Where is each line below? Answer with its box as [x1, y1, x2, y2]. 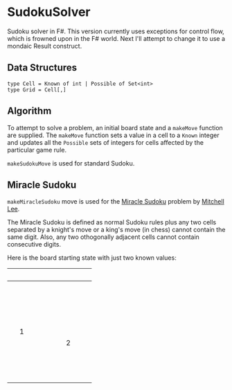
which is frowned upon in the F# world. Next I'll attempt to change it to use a [7, 34, 226, 42]
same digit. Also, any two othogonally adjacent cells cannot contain [7, 233, 199, 241]
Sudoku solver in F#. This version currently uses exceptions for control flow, [7, 27, 225, 35]
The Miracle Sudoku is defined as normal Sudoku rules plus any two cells [7, 218, 217, 227]
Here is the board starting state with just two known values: [7, 254, 177, 262]
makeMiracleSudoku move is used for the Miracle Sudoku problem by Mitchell [7, 197, 225, 206]
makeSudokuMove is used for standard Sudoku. [7, 159, 135, 167]
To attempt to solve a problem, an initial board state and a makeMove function [7, 123, 223, 132]
